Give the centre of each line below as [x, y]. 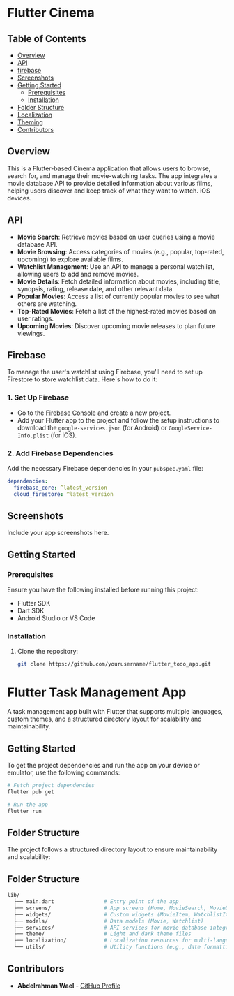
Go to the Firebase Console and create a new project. [94, 413]
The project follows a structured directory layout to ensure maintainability [112, 849]
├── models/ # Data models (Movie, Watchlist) [109, 921]
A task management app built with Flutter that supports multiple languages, [115, 712]
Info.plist [33, 435]
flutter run [24, 811]
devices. [19, 198]
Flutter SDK [34, 603]
